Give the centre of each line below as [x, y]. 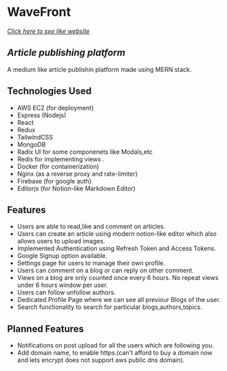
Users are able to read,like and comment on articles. [91, 227]
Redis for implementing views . [61, 159]
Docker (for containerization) [58, 166]
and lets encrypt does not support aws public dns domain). [101, 360]
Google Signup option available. [62, 256]
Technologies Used [49, 91]
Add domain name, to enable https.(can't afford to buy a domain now [115, 353]
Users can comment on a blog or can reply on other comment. [105, 270]
